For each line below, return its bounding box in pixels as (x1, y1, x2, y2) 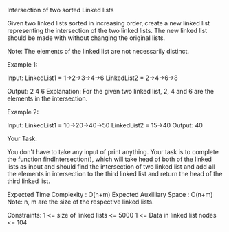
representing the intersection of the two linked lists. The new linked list (7, 27, 208, 34)
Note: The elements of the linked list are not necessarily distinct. (7, 48, 190, 55)
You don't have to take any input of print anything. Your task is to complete (7, 148, 219, 156)
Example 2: (7, 108, 39, 116)
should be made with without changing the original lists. (7, 34, 166, 42)
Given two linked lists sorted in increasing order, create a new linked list (7, 19, 210, 27)
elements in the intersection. (7, 94, 88, 103)
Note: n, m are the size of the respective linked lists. (7, 198, 154, 206)
